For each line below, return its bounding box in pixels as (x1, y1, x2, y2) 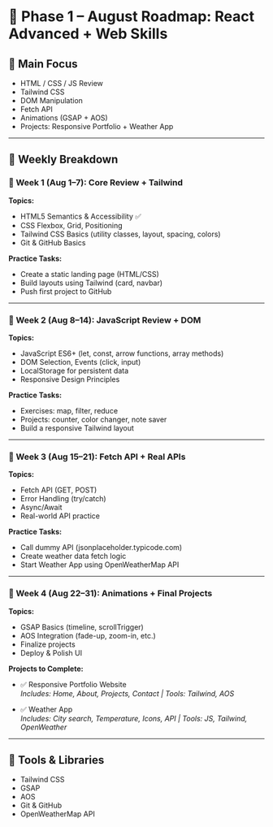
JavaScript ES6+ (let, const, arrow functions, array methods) (19, 349, 224, 358)
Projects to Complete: (8, 664, 84, 673)
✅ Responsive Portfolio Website (19, 679, 128, 689)
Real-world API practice (19, 511, 100, 521)
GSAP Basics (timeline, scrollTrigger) (19, 621, 144, 632)
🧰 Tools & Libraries (8, 753, 105, 767)
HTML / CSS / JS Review (19, 79, 104, 88)
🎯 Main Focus (8, 57, 79, 71)
